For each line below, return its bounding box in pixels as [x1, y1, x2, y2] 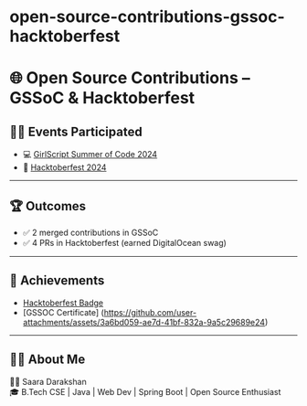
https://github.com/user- [103, 306, 197, 317]
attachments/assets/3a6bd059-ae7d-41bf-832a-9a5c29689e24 [22, 316, 266, 327]
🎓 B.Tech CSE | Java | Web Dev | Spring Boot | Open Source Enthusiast [9, 386, 281, 397]
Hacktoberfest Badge [22, 297, 103, 308]
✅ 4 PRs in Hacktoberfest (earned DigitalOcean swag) [22, 238, 227, 248]
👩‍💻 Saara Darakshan [9, 376, 87, 387]
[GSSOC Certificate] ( [22, 306, 105, 317]
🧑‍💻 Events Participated [9, 123, 143, 139]
